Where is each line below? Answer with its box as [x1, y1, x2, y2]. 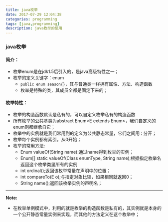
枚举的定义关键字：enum [12, 75, 64, 81]
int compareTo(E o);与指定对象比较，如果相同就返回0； [20, 174, 134, 180]
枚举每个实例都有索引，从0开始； [12, 137, 82, 143]
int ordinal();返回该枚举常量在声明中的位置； [20, 168, 111, 174]
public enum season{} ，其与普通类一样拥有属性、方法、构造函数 [20, 81, 153, 87]
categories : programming [5, 16, 57, 21]
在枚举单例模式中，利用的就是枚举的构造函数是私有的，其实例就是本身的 [12, 205, 162, 211]
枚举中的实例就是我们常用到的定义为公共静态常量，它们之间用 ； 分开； [12, 130, 157, 136]
